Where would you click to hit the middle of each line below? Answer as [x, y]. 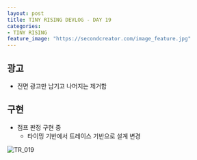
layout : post [26, 13]
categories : [24, 26]
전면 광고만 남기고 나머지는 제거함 [62, 85]
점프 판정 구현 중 [39, 127]
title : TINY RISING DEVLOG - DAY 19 [59, 20]
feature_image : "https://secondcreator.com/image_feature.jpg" [99, 39]
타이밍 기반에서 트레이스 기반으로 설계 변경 [84, 136]
